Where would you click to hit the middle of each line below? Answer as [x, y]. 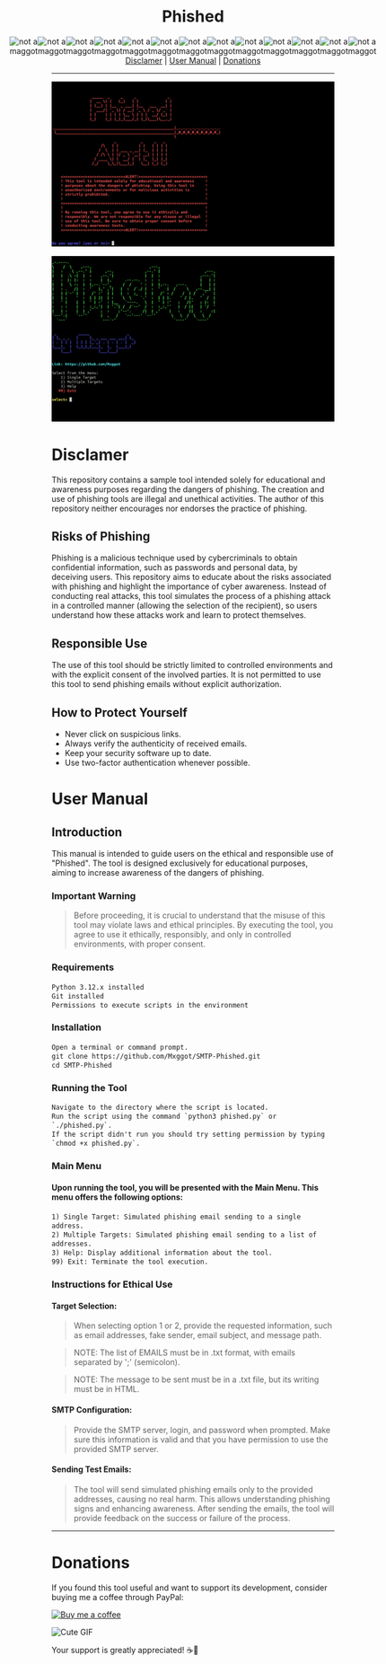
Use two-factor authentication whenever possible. [157, 762]
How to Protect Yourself [119, 713]
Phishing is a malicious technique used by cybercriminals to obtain [175, 558]
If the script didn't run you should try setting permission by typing [188, 1135]
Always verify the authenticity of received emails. [156, 744]
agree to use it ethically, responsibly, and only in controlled [182, 935]
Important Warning [94, 895]
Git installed [78, 996]
